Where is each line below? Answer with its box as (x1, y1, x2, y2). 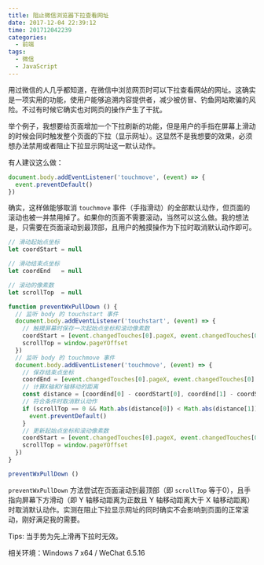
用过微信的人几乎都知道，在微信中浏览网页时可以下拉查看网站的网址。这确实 (8, 85, 256, 94)
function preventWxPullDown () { (8, 303, 118, 311)
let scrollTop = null (8, 288, 82, 297)
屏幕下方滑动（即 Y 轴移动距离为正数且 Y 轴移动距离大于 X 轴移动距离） (21, 495, 255, 505)
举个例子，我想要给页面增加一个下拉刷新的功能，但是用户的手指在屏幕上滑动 (8, 121, 256, 130)
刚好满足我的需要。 (21, 515, 84, 524)
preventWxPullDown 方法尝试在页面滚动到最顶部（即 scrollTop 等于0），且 (8, 485, 244, 494)
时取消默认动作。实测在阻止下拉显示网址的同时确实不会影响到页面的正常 (8, 505, 242, 514)
